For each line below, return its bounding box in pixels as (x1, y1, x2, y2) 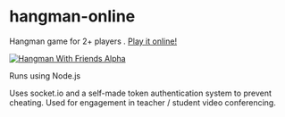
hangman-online (9, 6, 136, 27)
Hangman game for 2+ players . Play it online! (9, 36, 177, 46)
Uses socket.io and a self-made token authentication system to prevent (9, 88, 272, 98)
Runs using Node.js (9, 70, 81, 81)
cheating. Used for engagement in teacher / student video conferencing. (9, 96, 277, 108)
